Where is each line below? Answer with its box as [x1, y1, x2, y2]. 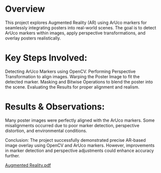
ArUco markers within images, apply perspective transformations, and [5, 30, 146, 36]
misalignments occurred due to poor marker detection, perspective [5, 122, 140, 128]
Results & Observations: [5, 101, 105, 112]
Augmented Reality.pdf [5, 162, 51, 168]
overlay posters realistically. [5, 35, 61, 41]
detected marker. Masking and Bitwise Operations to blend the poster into [5, 79, 153, 85]
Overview [5, 3, 45, 15]
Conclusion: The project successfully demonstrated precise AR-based [5, 137, 146, 143]
